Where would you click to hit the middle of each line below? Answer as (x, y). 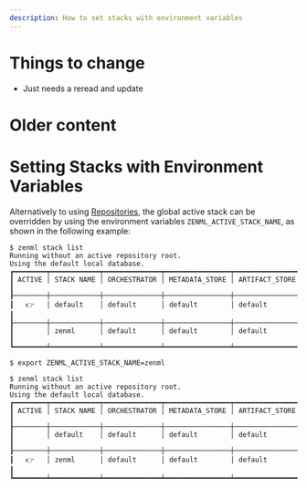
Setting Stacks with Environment (136, 166)
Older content (63, 125)
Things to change (77, 62)
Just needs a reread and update (83, 88)
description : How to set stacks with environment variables (127, 18)
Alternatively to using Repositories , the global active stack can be (132, 212)
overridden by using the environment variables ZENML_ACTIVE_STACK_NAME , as (152, 221)
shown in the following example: (70, 231)
